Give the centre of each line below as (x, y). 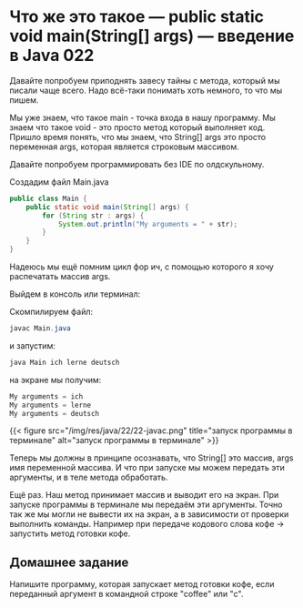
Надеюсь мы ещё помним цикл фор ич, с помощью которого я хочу (142, 267)
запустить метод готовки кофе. (70, 533)
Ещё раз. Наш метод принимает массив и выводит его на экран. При (144, 495)
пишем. (24, 100)
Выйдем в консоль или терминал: (75, 294)
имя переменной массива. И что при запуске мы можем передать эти (147, 468)
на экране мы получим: (56, 380)
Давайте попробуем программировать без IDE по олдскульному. (137, 164)
